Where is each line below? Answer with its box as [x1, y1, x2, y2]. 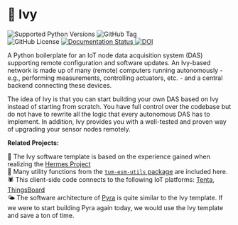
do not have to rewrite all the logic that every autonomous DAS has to [7, 110, 211, 118]
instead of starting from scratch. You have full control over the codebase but [7, 102, 232, 110]
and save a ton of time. [7, 211, 75, 219]
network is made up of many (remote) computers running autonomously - [7, 66, 223, 74]
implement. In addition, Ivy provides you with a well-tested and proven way [7, 117, 227, 126]
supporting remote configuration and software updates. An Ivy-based [7, 58, 211, 67]
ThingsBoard [7, 185, 45, 194]
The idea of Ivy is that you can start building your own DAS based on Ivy [7, 95, 219, 103]
